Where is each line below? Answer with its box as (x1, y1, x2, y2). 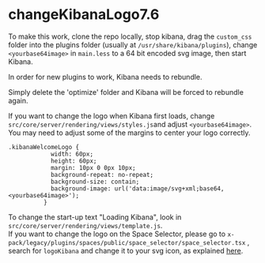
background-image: (50, 184, 112, 193)
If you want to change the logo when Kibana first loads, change (8, 111, 215, 120)
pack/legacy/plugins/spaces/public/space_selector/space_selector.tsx (8, 239, 246, 246)
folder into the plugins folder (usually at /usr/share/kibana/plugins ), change (8, 39, 258, 49)
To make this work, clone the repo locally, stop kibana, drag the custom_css (8, 32, 252, 41)
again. (8, 96, 29, 105)
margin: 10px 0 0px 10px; (50, 163, 136, 171)
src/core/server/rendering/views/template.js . (8, 220, 163, 230)
